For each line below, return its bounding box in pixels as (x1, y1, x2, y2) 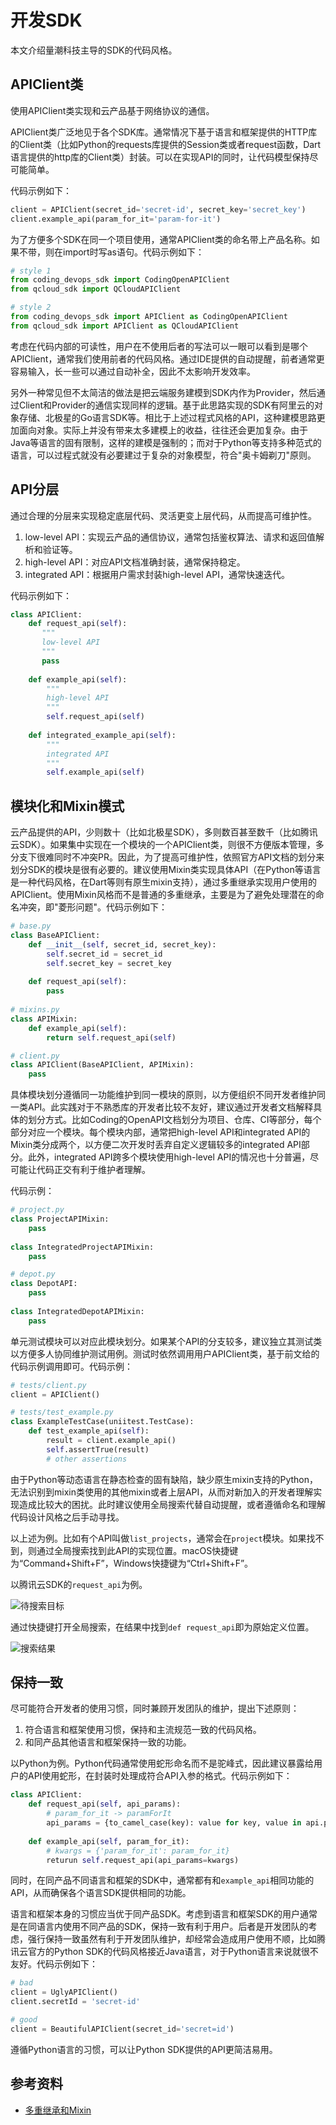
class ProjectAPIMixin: (10, 1214, 110, 1224)
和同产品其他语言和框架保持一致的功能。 (24, 1736, 192, 1748)
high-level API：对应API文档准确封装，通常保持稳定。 (24, 556, 246, 568)
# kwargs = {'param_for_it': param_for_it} (46, 1846, 230, 1856)
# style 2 (10, 302, 52, 313)
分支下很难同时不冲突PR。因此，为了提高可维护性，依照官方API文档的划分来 (10, 851, 325, 863)
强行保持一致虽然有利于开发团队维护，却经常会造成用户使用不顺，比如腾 (27, 1933, 326, 1945)
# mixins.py (10, 1005, 60, 1015)
